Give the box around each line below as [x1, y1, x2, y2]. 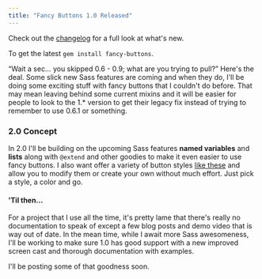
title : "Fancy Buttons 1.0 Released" [8, 11, 133, 20]
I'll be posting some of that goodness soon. [8, 262, 150, 271]
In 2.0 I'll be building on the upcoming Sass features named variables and [8, 143, 250, 153]
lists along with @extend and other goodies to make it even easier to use [8, 152, 242, 161]
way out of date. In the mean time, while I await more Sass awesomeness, [8, 230, 249, 239]
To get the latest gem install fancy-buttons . [8, 48, 154, 58]
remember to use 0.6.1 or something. [8, 106, 128, 115]
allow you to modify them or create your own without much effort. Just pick [8, 168, 255, 178]
